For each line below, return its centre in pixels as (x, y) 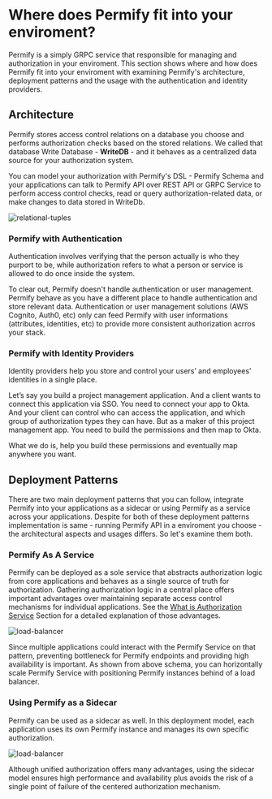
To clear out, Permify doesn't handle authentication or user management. (131, 289)
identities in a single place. (53, 380)
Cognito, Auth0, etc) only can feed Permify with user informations (119, 315)
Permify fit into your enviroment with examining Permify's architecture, (127, 71)
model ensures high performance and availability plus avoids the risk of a (131, 778)
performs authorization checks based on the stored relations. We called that (136, 143)
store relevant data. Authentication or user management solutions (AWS (129, 307)
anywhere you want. (43, 454)
